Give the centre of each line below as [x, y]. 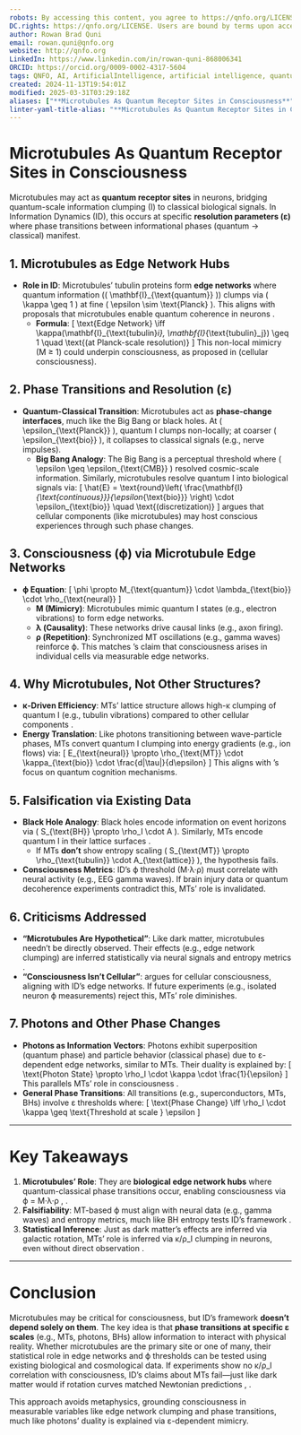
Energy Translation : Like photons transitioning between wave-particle [152, 734]
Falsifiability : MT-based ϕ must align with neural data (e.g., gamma [147, 1210]
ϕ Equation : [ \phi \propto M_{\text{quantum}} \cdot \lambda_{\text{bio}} [157, 589]
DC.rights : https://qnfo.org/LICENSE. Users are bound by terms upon [142, 26]
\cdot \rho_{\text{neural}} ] [72, 599]
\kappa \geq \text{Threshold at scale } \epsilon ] [111, 1111]
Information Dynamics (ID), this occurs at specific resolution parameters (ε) [150, 217]
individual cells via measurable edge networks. [122, 656]
